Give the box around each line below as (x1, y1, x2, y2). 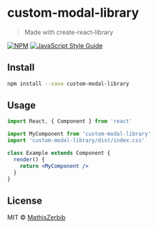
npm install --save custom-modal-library (7, 80, 130, 87)
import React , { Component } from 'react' (7, 118, 133, 125)
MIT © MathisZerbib (7, 213, 66, 222)
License (7, 195, 43, 206)
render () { (13, 155, 45, 163)
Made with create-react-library (24, 28, 114, 36)
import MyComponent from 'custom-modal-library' (7, 130, 151, 137)
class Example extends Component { (7, 150, 111, 157)
